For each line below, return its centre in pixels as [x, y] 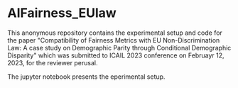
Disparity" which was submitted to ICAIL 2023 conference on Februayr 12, [116, 55]
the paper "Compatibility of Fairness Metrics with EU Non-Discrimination [114, 40]
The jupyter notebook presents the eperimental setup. [86, 77]
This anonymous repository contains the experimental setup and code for [115, 33]
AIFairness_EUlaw [62, 13]
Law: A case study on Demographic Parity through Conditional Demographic [119, 48]
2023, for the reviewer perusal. [53, 62]
